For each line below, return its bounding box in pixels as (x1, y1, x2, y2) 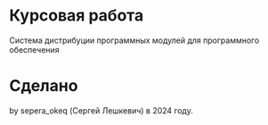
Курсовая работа (9, 5, 144, 26)
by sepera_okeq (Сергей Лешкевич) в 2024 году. (9, 104, 193, 116)
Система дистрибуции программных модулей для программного (9, 35, 260, 46)
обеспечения (9, 44, 60, 54)
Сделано (9, 76, 78, 96)
